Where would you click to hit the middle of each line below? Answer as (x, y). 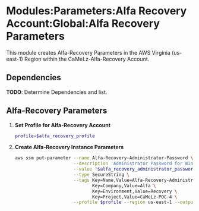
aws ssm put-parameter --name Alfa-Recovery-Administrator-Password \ (104, 158)
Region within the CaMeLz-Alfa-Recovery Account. (87, 59)
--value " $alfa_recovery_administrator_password (135, 169)
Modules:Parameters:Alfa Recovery (97, 11)
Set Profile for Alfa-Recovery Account (63, 125)
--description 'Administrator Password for (128, 164)
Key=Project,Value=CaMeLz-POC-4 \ (135, 197)
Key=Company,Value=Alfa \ (124, 185)
